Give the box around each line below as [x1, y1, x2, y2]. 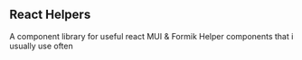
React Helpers [9, 7, 91, 22]
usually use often [9, 40, 74, 51]
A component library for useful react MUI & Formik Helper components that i [9, 30, 294, 41]
